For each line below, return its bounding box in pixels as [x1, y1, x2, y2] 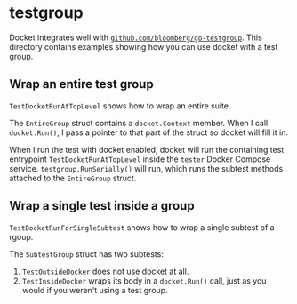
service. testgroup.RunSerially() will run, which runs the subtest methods [9, 163, 284, 173]
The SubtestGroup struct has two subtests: [9, 248, 165, 260]
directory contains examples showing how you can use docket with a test [9, 41, 278, 52]
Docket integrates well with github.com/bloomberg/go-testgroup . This [9, 32, 262, 43]
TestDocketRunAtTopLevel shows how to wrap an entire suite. [9, 100, 231, 111]
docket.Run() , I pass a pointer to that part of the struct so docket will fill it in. [9, 127, 289, 138]
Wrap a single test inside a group [9, 198, 195, 213]
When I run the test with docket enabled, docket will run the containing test [9, 144, 285, 155]
